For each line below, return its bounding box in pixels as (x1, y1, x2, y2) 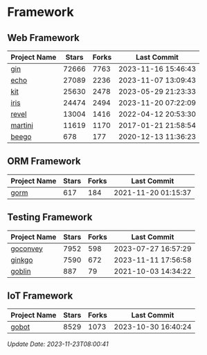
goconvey (10, 244, 44, 254)
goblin (10, 266, 31, 276)
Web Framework (7, 32, 80, 44)
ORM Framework (7, 156, 81, 167)
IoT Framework (7, 290, 73, 302)
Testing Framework (7, 211, 93, 223)
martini (10, 121, 33, 130)
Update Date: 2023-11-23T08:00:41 (7, 340, 109, 348)
